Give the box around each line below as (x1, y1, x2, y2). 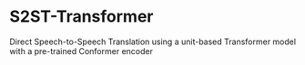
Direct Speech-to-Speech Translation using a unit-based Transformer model (9, 36, 297, 47)
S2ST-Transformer (9, 6, 154, 27)
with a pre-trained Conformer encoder (9, 45, 153, 56)
